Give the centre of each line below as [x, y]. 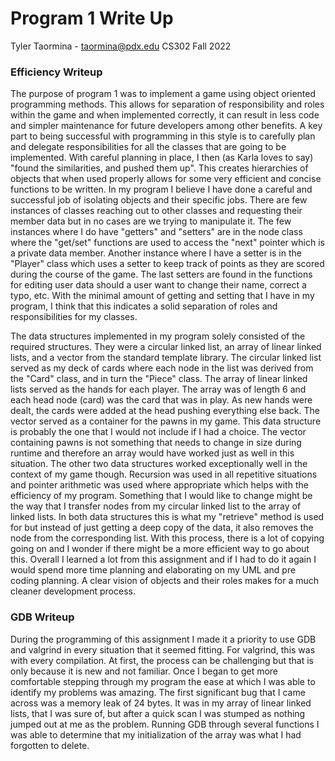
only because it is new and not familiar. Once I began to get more [144, 671]
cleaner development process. [73, 591]
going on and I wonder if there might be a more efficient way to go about [160, 549]
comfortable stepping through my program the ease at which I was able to [163, 681]
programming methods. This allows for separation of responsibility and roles [167, 104]
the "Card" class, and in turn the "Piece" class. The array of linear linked [159, 379]
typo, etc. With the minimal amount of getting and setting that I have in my [162, 296]
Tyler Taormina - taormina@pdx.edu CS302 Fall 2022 [121, 46]
